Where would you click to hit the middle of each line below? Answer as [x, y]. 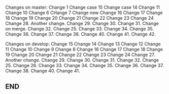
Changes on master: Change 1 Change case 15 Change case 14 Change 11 [82, 7]
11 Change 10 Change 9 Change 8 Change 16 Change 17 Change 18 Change [84, 49]
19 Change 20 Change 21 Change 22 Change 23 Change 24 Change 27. [80, 55]
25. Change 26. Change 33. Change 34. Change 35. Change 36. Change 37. [84, 65]
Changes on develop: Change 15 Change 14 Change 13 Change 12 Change [83, 44]
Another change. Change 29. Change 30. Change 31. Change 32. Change [82, 60]
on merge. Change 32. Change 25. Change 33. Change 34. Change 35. [79, 29]
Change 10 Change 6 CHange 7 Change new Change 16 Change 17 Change [84, 13]
